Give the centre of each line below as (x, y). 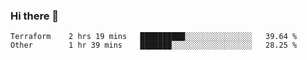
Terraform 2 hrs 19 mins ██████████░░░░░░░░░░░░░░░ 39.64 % (154, 37)
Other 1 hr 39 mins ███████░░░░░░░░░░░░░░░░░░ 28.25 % (154, 45)
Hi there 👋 (35, 16)
